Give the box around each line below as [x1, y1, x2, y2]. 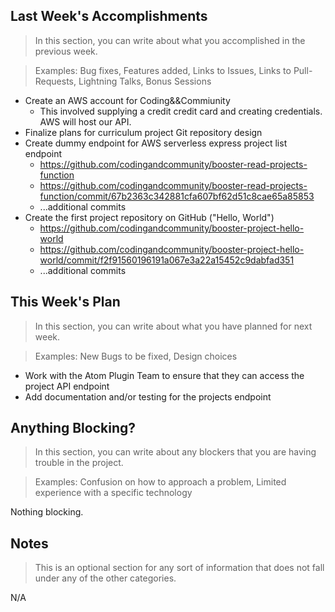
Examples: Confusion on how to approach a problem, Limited [34, 476, 287, 488]
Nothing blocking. [10, 506, 84, 518]
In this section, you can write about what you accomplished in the [34, 34, 306, 46]
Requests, [34, 75, 77, 87]
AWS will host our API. [39, 115, 132, 128]
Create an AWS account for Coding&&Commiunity [24, 94, 231, 106]
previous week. [34, 45, 98, 57]
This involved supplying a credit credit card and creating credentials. [39, 105, 323, 117]
